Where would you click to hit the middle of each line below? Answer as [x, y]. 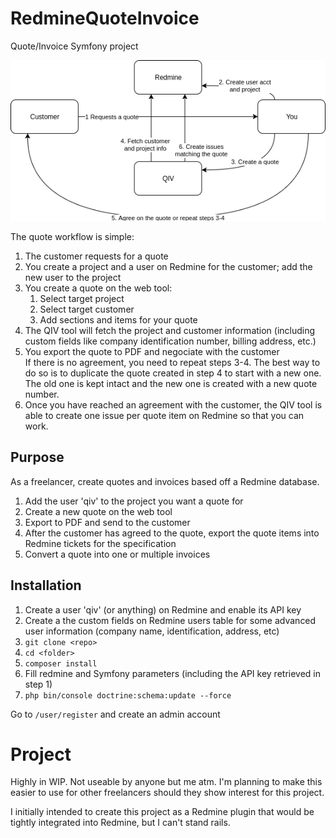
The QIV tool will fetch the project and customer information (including [170, 330]
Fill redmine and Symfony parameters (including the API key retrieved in [173, 673]
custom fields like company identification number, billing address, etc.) [170, 341]
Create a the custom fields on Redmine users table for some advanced [170, 620]
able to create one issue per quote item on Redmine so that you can [164, 415]
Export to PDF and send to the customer [107, 522]
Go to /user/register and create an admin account [115, 714]
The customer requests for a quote [96, 256]
